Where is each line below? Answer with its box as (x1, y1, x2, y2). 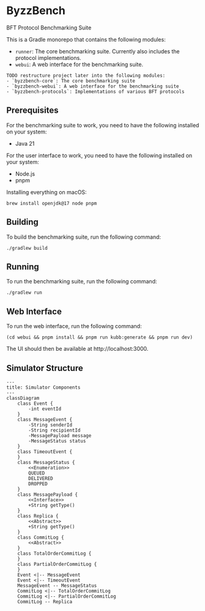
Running (6, 261, 40, 272)
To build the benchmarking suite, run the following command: (6, 233, 161, 241)
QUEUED (28, 470, 45, 476)
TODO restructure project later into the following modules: (6, 72, 166, 78)
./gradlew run (6, 290, 43, 296)
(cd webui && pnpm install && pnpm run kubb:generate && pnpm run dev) (6, 334, 193, 340)
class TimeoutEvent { (17, 449, 72, 455)
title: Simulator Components (6, 384, 81, 391)
